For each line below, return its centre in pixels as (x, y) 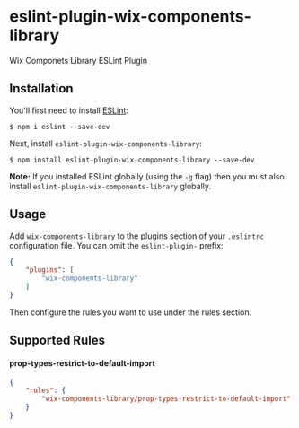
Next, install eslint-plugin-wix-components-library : (106, 143)
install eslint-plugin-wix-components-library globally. (110, 186)
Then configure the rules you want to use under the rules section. (131, 312)
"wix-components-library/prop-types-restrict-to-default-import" (167, 399)
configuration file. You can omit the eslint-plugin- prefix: (116, 245)
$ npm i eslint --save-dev (60, 127)
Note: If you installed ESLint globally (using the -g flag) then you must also (147, 176)
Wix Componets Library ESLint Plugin (79, 60)
